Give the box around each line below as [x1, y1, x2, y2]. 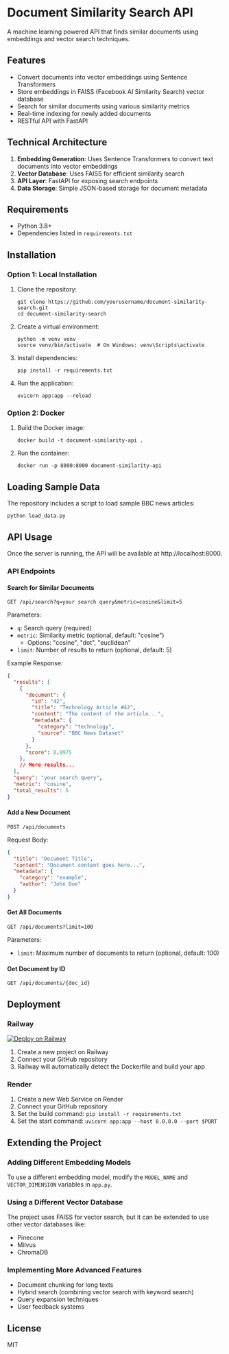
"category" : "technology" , [37, 724, 115, 731]
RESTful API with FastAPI [16, 117, 88, 125]
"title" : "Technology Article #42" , [32, 704, 136, 711]
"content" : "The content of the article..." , [32, 711, 165, 717]
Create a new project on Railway [16, 1047, 109, 1056]
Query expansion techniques [16, 1295, 99, 1304]
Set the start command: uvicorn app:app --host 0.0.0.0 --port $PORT [16, 1117, 217, 1126]
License [7, 1322, 42, 1334]
